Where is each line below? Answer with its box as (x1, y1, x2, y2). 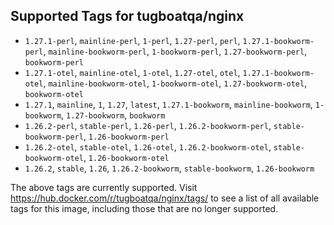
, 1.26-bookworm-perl (83, 130, 170, 142)
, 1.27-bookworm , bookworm (61, 109, 166, 121)
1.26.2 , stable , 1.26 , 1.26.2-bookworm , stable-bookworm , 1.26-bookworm (24, 162, 315, 174)
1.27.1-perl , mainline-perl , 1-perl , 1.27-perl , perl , (24, 34, 241, 46)
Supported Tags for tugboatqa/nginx (10, 8, 245, 25)
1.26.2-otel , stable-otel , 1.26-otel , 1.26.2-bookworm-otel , (24, 140, 272, 153)
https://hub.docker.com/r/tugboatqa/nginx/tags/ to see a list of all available (10, 192, 320, 204)
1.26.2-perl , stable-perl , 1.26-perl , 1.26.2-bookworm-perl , (24, 119, 272, 131)
